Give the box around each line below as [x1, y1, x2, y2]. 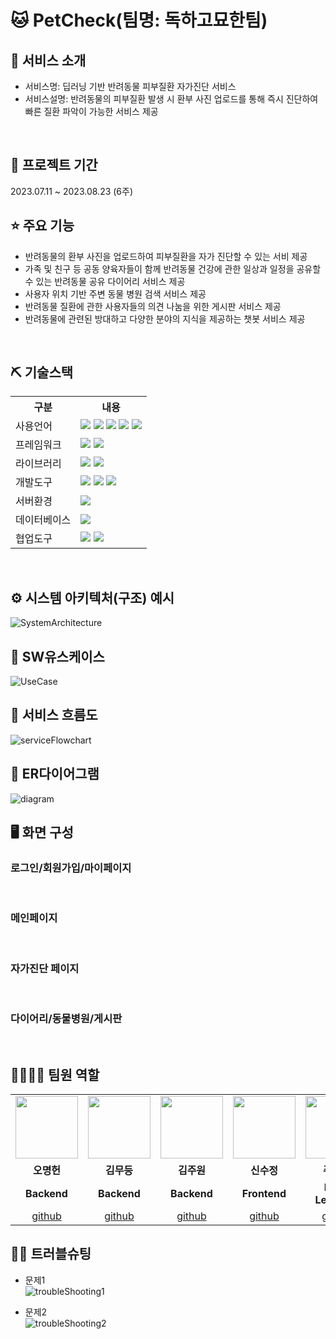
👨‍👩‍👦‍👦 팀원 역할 [10, 1066, 100, 1083]
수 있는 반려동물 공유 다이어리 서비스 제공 [24, 275, 186, 287]
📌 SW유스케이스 [10, 648, 105, 665]
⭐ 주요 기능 [10, 217, 75, 235]
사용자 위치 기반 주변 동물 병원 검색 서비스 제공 [24, 287, 207, 300]
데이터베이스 [15, 513, 72, 527]
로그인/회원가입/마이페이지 [10, 861, 132, 875]
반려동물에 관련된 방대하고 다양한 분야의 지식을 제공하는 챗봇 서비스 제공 [24, 312, 306, 325]
